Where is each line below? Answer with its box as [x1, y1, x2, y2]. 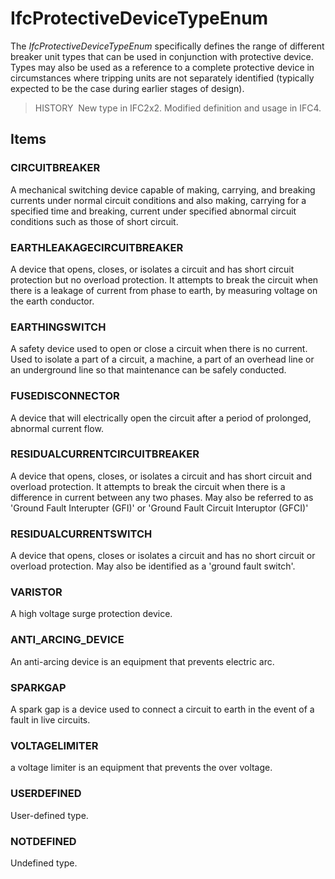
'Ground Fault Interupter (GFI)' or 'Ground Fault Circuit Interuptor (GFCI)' [10, 502, 309, 514]
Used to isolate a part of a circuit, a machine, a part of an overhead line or [10, 353, 315, 366]
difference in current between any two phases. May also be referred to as [10, 491, 314, 503]
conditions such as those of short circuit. [10, 215, 179, 227]
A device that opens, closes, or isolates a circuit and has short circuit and [10, 470, 312, 482]
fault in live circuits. [10, 714, 91, 726]
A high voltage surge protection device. [10, 608, 173, 620]
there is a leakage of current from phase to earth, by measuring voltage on [10, 284, 318, 296]
